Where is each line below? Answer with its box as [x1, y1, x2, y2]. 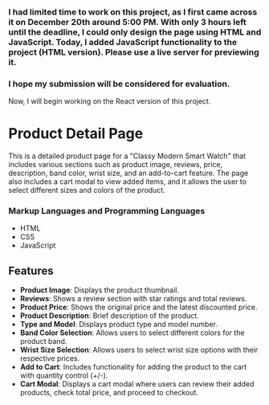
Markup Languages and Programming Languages [8, 206, 206, 217]
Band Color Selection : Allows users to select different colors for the [19, 328, 245, 337]
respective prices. [19, 354, 80, 363]
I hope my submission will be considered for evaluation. [8, 78, 230, 89]
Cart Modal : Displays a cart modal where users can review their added [19, 379, 255, 389]
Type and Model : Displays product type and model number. [19, 320, 218, 329]
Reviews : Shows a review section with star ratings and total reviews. [19, 294, 247, 304]
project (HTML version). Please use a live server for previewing [8, 47, 259, 58]
